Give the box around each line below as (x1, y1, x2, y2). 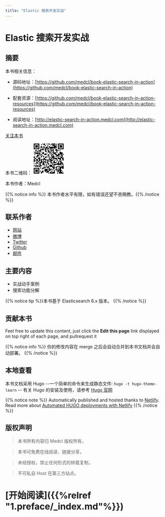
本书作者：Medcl (5, 180, 40, 186)
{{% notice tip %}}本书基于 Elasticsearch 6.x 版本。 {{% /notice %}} (5, 298, 147, 304)
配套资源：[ (12, 95, 37, 101)
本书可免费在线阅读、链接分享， (17, 448, 84, 454)
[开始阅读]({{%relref (5, 490, 91, 501)
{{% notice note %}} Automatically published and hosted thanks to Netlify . (5, 397, 160, 403)
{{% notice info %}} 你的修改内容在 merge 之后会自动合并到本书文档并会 (5, 344, 156, 350)
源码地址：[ (12, 79, 37, 85)
